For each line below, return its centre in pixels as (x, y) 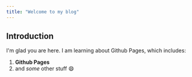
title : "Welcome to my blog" (43, 12)
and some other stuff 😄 (44, 69)
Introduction (30, 36)
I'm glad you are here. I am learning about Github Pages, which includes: (96, 51)
